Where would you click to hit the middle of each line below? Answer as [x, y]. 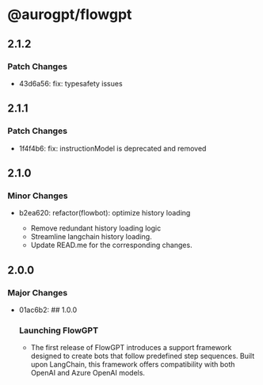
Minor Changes [38, 196]
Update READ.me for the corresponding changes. [111, 245]
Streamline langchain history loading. [91, 237]
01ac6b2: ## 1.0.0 [48, 310]
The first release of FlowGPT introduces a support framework [131, 348]
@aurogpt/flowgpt [70, 15]
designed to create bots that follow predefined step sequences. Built [143, 356]
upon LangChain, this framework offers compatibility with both [133, 364]
